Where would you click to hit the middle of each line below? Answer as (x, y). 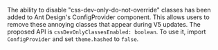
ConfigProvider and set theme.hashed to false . (73, 39)
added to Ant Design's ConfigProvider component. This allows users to (108, 17)
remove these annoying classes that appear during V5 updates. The (104, 24)
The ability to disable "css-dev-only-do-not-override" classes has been (109, 10)
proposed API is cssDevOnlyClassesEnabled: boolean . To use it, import (107, 32)
